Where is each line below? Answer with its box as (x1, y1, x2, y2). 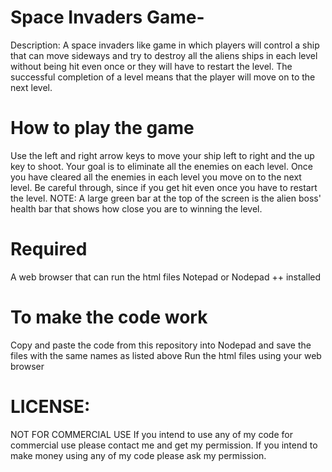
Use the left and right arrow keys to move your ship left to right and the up (10, 149, 315, 161)
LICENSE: (10, 395, 91, 418)
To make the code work (10, 306, 208, 328)
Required (10, 238, 88, 261)
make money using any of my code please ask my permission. (10, 449, 267, 461)
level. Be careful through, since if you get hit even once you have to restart (10, 181, 318, 193)
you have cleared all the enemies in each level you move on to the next (10, 171, 302, 183)
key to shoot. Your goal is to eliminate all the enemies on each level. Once (10, 160, 314, 172)
